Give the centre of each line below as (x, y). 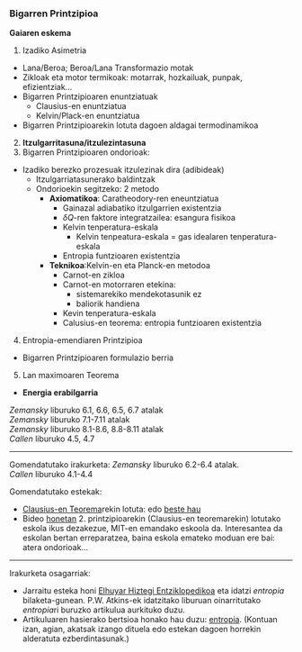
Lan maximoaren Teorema (71, 376)
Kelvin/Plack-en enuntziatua (88, 116)
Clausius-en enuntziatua (81, 106)
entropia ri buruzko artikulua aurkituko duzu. (104, 610)
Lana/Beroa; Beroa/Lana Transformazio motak (108, 68)
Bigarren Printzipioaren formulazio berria (98, 358)
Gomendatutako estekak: (56, 492)
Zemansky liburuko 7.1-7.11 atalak (70, 420)
